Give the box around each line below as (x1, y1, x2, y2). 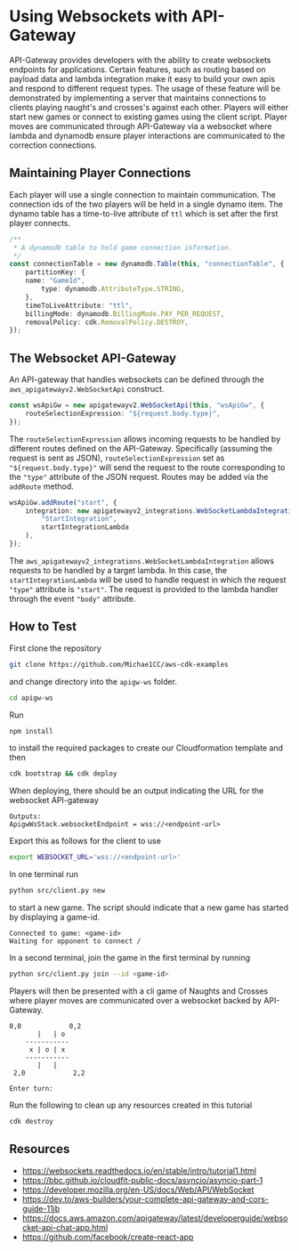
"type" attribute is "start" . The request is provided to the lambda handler (9, 583, 279, 594)
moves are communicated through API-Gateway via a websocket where (9, 120, 272, 131)
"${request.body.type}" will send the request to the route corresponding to (9, 461, 286, 473)
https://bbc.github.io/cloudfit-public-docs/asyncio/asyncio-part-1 (21, 1174, 263, 1185)
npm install (9, 727, 53, 735)
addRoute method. (9, 481, 74, 491)
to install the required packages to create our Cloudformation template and (9, 743, 283, 753)
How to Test (9, 619, 77, 634)
